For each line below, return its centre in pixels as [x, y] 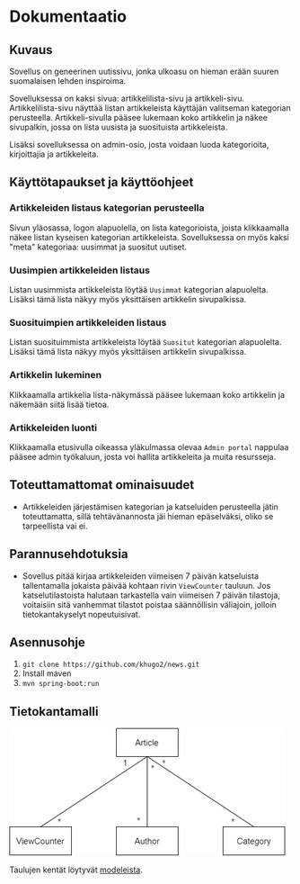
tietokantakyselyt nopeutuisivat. [81, 614]
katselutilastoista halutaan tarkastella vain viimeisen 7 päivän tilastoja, [151, 595]
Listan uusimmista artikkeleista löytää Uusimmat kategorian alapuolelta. [139, 289]
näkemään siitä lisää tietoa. [59, 404]
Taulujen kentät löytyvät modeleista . [76, 870]
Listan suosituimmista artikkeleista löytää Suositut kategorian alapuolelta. [146, 342]
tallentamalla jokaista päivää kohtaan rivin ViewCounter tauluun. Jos [146, 585]
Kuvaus [31, 50]
